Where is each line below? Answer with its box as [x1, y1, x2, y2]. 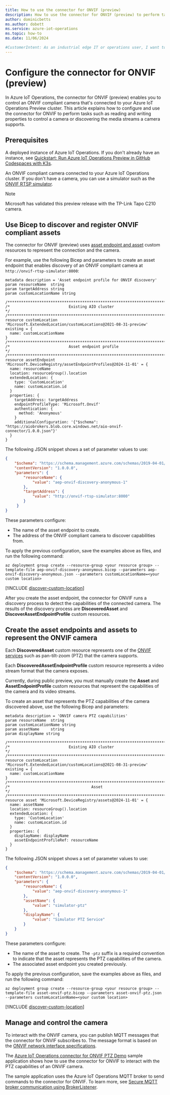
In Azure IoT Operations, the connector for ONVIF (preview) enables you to [5, 94, 161, 100]
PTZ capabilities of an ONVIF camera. [5, 1063, 84, 1069]
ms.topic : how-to [5, 31, 42, 36]
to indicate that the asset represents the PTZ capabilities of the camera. [12, 956, 162, 962]
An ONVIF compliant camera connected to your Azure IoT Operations [5, 170, 149, 176]
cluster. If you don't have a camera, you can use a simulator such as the [5, 175, 155, 182]
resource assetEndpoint [5, 358, 56, 363]
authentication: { [14, 406, 53, 411]
